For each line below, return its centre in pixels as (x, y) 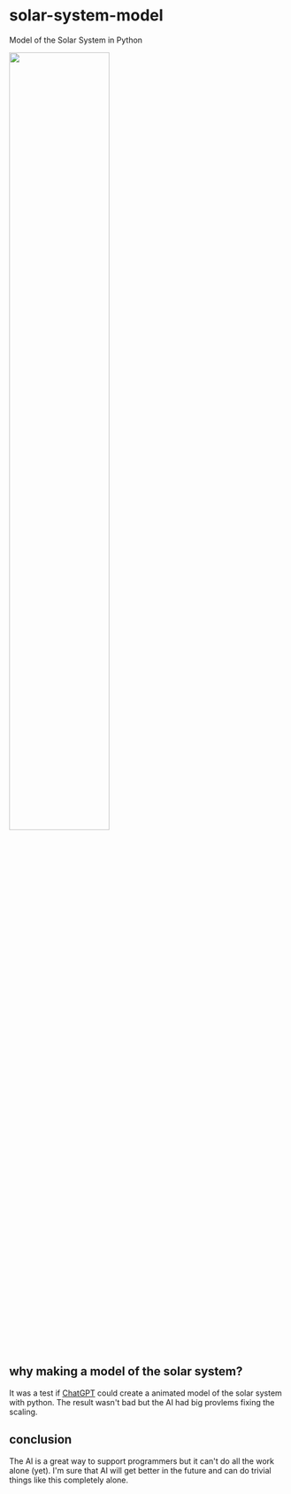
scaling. (23, 1412)
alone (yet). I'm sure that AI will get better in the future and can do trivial (140, 1470)
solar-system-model (86, 16)
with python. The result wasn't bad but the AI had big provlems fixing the (142, 1402)
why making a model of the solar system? (126, 1371)
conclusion (41, 1440)
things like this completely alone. (69, 1480)
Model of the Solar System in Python (76, 40)
